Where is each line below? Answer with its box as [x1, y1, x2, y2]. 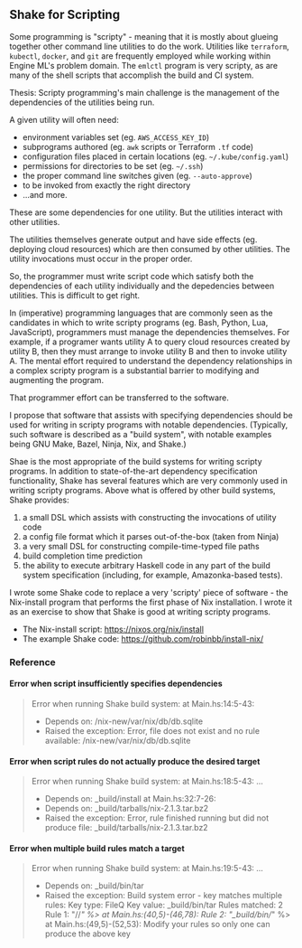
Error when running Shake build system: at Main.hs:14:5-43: [31, 698, 255, 709]
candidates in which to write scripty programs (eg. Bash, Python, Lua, [9, 316, 269, 328]
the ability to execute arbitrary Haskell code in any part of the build [22, 559, 270, 570]
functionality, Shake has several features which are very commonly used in [9, 474, 288, 486]
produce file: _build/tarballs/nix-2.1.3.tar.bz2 [44, 822, 209, 833]
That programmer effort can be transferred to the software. [9, 392, 230, 403]
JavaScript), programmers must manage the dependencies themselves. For [9, 326, 290, 337]
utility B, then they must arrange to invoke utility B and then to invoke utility [9, 345, 288, 356]
